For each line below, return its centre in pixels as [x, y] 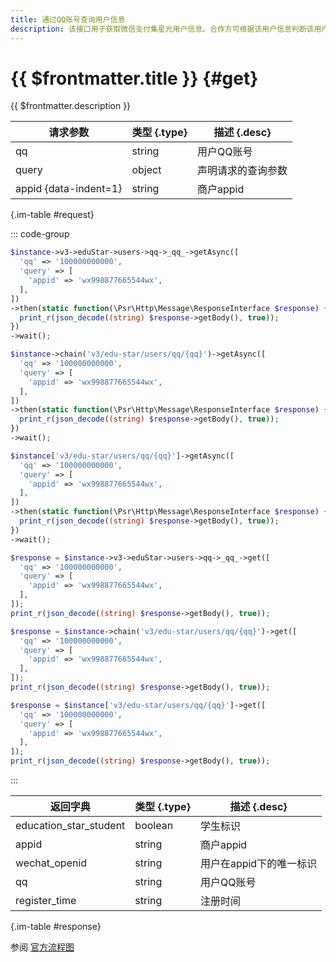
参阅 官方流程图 [42, 947]
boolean [154, 826]
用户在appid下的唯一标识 [258, 864]
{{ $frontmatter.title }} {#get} [134, 78]
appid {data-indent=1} [69, 189]
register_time [46, 901]
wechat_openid [51, 863]
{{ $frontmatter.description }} [71, 106]
